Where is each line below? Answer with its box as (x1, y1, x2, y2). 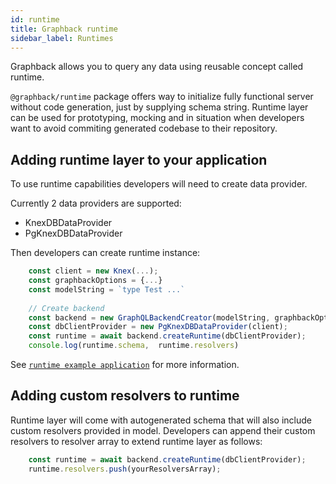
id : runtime (10, 14, 60, 25)
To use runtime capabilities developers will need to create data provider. (10, 178, 308, 190)
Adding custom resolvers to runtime (10, 387, 240, 405)
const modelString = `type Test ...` (28, 284, 186, 295)
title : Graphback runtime (10, 24, 118, 34)
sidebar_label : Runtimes (10, 33, 114, 43)
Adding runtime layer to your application (10, 151, 268, 168)
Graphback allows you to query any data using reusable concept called (10, 61, 304, 73)
